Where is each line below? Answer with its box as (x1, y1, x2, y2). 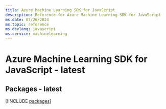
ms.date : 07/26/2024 (5, 17, 50, 22)
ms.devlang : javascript (5, 27, 56, 32)
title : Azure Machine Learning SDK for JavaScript (5, 7, 115, 13)
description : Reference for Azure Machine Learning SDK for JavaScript (5, 12, 161, 17)
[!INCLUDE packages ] (5, 98, 52, 104)
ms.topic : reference (5, 21, 50, 27)
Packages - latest (5, 84, 62, 93)
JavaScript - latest (5, 64, 85, 76)
